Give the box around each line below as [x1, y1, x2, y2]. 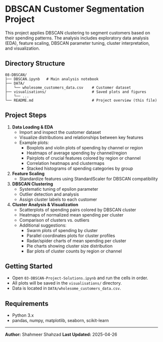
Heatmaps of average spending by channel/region [26, 150, 127, 156]
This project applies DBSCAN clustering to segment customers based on [5, 30, 150, 36]
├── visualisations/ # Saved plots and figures [5, 89, 147, 94]
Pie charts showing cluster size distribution [26, 243, 113, 249]
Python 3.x [12, 312, 34, 318]
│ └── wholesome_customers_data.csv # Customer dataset [5, 85, 131, 90]
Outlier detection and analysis [19, 191, 79, 197]
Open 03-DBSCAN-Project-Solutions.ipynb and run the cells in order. [12, 275, 148, 281]
